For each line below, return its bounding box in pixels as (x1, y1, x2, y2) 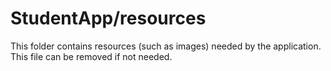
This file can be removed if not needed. (10, 50, 173, 62)
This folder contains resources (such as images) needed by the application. (10, 40, 322, 52)
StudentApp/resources (10, 7, 207, 30)
